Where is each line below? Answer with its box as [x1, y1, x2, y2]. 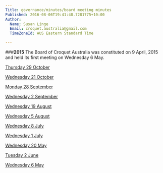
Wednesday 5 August [5, 113, 50, 119]
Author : [5, 17, 22, 22]
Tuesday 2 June [5, 152, 39, 158]
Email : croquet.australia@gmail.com [10, 26, 87, 31]
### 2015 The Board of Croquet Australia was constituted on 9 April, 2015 [5, 49, 158, 55]
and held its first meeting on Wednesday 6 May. [5, 54, 104, 61]
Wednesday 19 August [5, 103, 52, 109]
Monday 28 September [5, 84, 53, 90]
